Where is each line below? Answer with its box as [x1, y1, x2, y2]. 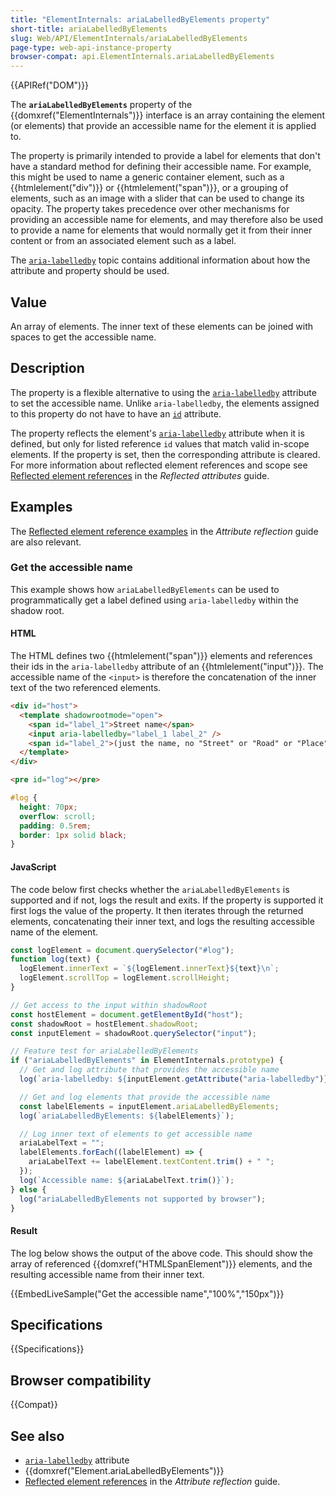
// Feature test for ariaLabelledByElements [10, 1046, 199, 1056]
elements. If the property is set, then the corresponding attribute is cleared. [10, 448, 321, 460]
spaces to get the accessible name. [10, 331, 157, 343]
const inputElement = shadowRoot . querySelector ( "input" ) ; [10, 1028, 257, 1038]
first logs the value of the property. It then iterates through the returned [10, 904, 304, 916]
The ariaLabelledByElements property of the [10, 99, 193, 111]
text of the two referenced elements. [10, 682, 162, 694]
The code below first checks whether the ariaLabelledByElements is [10, 883, 290, 895]
